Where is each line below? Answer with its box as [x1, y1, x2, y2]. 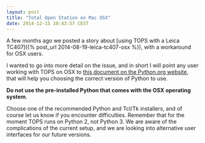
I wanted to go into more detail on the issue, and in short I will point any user [6, 62, 199, 69]
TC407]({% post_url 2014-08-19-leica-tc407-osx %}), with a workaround [6, 43, 192, 51]
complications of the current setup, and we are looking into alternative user [6, 125, 196, 132]
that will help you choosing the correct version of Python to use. [6, 75, 168, 82]
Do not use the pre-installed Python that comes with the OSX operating [6, 87, 191, 94]
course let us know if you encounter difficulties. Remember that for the [6, 111, 185, 119]
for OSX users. [6, 50, 43, 57]
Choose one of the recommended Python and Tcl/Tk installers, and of [6, 105, 182, 112]
